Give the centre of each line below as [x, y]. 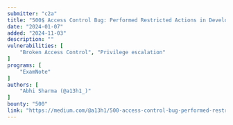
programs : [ [24, 65]
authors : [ [23, 85]
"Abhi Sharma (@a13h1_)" [55, 91]
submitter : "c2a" [32, 14]
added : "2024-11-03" [37, 33]
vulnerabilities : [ [35, 46]
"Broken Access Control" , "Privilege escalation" [93, 53]
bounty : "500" [28, 104]
